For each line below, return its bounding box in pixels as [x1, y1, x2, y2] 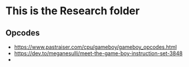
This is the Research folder [5, 4, 140, 18]
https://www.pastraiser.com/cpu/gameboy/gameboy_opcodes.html [14, 43, 177, 50]
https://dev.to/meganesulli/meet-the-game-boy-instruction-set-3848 [14, 50, 183, 57]
